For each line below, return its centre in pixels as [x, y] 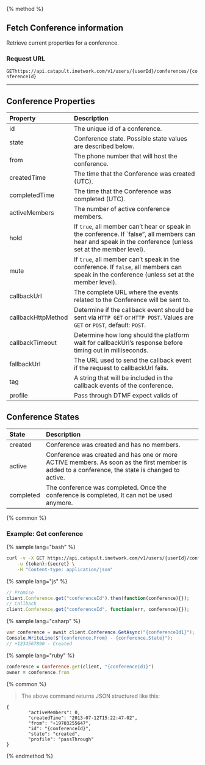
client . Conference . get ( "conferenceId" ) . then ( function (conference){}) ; [98, 598]
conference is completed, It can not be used [109, 495]
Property [23, 118]
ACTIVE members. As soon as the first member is [116, 462]
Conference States [43, 417]
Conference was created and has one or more [112, 454]
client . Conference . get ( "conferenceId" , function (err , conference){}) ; [98, 610]
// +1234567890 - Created [39, 644]
